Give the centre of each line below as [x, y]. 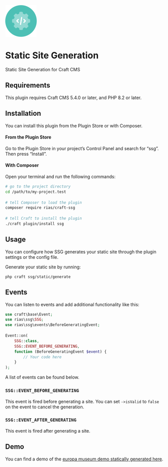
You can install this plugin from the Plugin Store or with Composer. [74, 125]
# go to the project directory [38, 186]
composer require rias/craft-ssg [40, 208]
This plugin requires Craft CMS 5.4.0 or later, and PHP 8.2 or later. [73, 98]
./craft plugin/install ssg [35, 224]
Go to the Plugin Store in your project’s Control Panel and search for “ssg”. [82, 148]
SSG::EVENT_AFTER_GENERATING [41, 420]
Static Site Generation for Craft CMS [43, 69]
